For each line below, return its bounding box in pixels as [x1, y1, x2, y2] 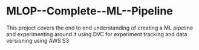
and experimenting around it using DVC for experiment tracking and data [6, 30, 188, 37]
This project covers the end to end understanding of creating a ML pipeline [6, 24, 194, 31]
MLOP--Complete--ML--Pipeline [6, 4, 174, 18]
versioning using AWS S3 [6, 37, 70, 44]
